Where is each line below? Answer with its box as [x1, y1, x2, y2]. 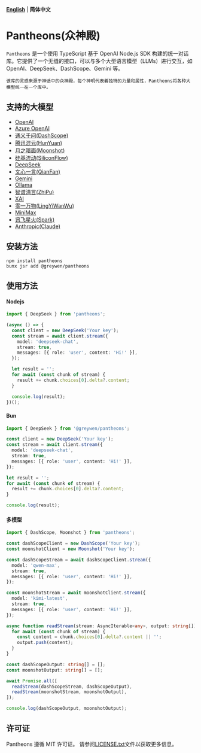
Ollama [14, 181, 33, 188]
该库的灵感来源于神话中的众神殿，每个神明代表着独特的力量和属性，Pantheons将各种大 [6, 78, 191, 84]
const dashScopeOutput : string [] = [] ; [6, 661, 106, 667]
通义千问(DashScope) [14, 132, 69, 139]
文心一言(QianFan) [14, 168, 61, 175]
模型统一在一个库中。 [6, 84, 51, 90]
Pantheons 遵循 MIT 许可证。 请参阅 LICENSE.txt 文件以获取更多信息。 [6, 740, 178, 748]
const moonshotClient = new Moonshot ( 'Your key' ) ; [6, 546, 135, 552]
